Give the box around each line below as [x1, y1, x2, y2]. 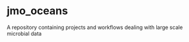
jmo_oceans [7, 4, 68, 18]
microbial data [7, 30, 42, 37]
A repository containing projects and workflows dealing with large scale [7, 24, 183, 31]
